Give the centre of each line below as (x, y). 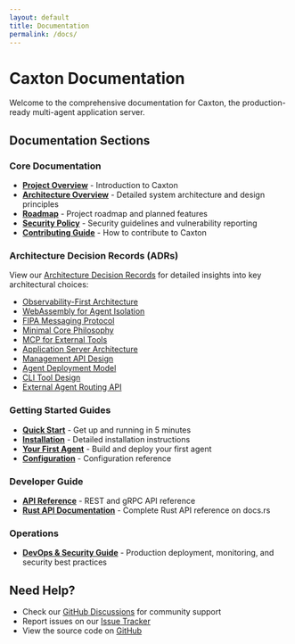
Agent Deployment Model (69, 368)
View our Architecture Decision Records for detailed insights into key (135, 275)
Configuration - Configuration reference (97, 458)
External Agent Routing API (72, 387)
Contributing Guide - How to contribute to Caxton (115, 232)
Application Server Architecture (80, 350)
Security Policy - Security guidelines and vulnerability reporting (139, 223)
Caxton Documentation (97, 78)
